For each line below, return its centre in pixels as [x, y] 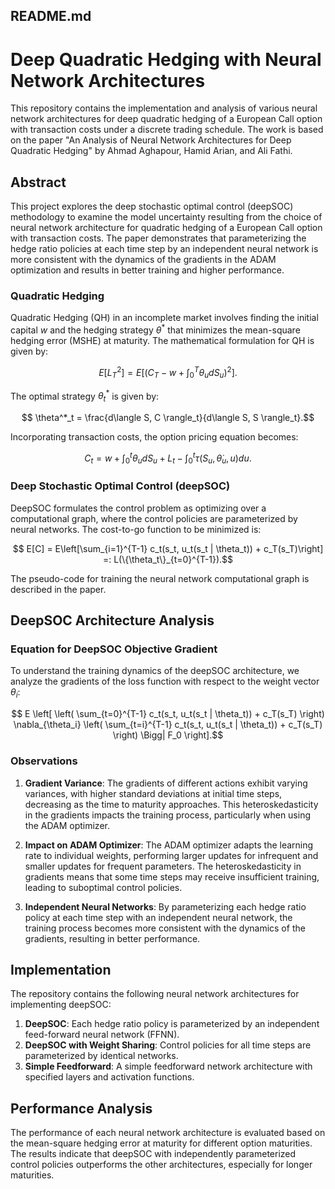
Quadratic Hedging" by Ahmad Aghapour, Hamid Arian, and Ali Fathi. [151, 151]
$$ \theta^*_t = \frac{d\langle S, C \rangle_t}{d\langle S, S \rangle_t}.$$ [168, 417]
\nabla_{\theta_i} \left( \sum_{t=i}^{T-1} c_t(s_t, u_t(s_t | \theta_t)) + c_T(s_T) [168, 725]
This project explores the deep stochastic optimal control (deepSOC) [152, 206]
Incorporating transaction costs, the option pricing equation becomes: [154, 437]
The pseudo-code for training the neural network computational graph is [160, 578]
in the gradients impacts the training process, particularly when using [167, 815]
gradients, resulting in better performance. [112, 938]
